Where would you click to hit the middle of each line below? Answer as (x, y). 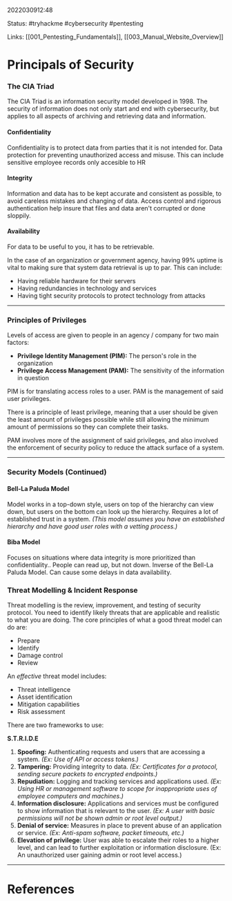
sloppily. (19, 215)
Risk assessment (41, 712)
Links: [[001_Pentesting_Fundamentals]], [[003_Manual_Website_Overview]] (115, 37)
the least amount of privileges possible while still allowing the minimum (108, 420)
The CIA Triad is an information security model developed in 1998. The (107, 101)
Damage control (40, 655)
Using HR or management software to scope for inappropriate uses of (117, 789)
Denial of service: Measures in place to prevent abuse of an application (119, 826)
